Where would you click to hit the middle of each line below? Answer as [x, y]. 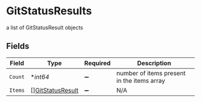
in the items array [141, 81]
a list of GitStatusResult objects [45, 27]
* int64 [40, 77]
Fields [18, 46]
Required [97, 63]
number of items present [151, 73]
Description [154, 63]
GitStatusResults [49, 11]
